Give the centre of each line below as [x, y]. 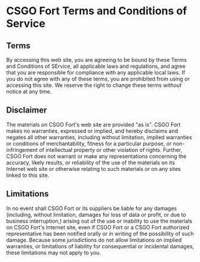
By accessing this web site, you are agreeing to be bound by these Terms [96, 60]
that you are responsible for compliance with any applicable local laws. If [96, 72]
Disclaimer [27, 110]
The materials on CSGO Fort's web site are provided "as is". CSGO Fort [93, 124]
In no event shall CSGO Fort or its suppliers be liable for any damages [92, 208]
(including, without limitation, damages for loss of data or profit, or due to [96, 214]
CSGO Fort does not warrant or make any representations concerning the [96, 156]
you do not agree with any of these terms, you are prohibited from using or [98, 79]
